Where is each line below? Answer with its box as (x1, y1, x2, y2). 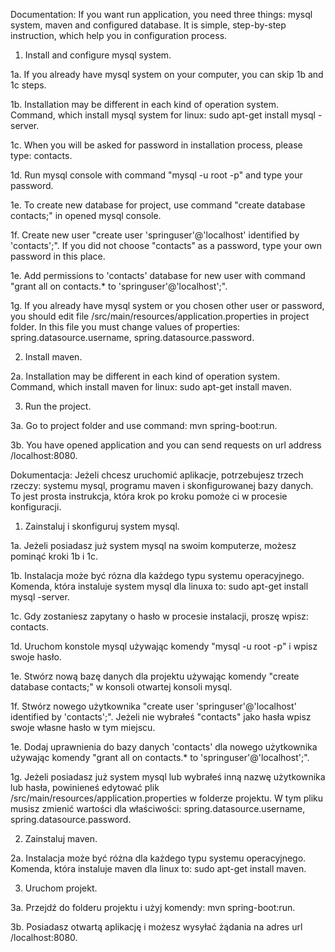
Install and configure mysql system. (24, 49, 172, 61)
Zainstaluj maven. (24, 833, 98, 844)
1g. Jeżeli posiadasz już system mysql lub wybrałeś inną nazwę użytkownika (10, 771, 326, 783)
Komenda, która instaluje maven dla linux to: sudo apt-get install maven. (10, 863, 307, 874)
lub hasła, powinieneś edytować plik (10, 782, 160, 793)
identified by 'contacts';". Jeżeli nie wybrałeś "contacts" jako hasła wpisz (10, 711, 312, 723)
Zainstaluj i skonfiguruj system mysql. (24, 520, 180, 532)
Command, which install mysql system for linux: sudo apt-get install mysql (10, 109, 317, 121)
